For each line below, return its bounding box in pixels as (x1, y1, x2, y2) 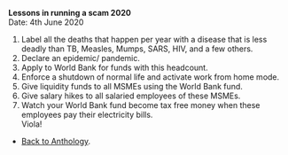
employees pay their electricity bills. (20, 110, 153, 120)
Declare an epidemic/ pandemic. (20, 53, 141, 63)
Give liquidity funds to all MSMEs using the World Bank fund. (20, 81, 243, 91)
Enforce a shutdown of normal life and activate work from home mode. (20, 72, 280, 82)
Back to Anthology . (20, 136, 91, 146)
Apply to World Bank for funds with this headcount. (20, 62, 209, 73)
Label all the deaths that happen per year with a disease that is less (20, 35, 268, 44)
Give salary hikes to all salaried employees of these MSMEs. (20, 90, 241, 101)
